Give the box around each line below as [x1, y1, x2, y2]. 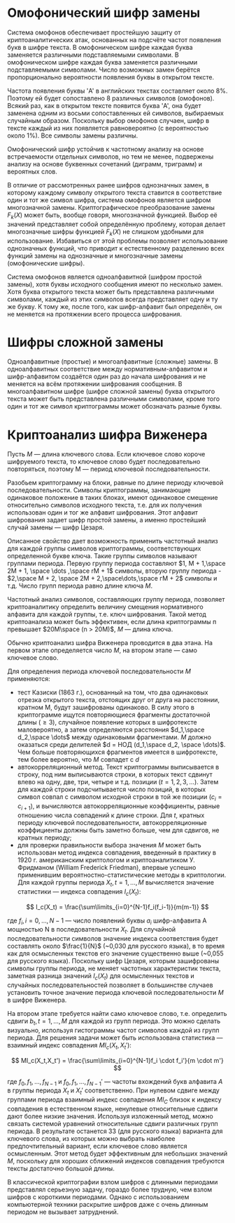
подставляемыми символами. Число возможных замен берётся [7, 65, 201, 74]
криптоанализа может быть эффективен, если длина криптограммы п [7, 618, 217, 626]
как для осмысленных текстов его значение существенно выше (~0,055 [7, 949, 224, 958]
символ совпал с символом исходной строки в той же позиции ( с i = [17, 793, 222, 803]
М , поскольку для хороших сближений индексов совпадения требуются [7, 1156, 225, 1165]
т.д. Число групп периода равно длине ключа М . [7, 581, 153, 590]
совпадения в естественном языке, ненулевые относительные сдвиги [7, 1104, 218, 1113]
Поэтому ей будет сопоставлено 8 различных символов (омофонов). [7, 93, 215, 103]
